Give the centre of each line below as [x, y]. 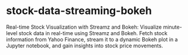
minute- [172, 27]
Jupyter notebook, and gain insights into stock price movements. [85, 46]
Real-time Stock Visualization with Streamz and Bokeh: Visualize [84, 27]
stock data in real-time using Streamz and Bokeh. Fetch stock [93, 33]
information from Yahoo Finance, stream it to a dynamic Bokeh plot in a [92, 39]
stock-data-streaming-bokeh [79, 11]
